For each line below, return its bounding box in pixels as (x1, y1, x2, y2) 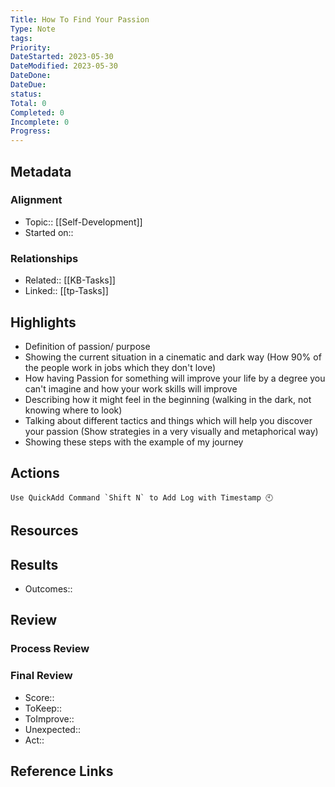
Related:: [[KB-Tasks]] (24, 274, 116, 286)
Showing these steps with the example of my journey (24, 436, 244, 448)
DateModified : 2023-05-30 (10, 61, 118, 71)
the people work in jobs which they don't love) (24, 361, 217, 373)
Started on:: (24, 226, 74, 238)
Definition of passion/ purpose (24, 340, 151, 352)
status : (10, 89, 43, 99)
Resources (10, 522, 79, 540)
